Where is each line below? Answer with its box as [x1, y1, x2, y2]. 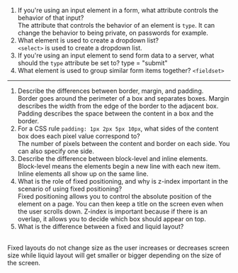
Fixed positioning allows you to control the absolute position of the [17, 192, 212, 201]
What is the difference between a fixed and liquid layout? [17, 223, 184, 230]
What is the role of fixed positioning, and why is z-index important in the [17, 177, 229, 185]
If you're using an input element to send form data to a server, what [17, 51, 215, 60]
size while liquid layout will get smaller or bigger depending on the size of [7, 251, 222, 260]
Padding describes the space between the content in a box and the [17, 109, 214, 118]
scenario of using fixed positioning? [17, 184, 123, 193]
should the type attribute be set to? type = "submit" [17, 59, 168, 67]
